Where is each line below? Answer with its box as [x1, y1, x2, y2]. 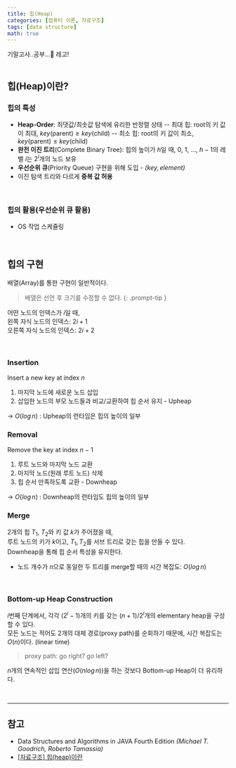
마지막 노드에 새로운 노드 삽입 [17, 388, 98, 396]
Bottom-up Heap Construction [7, 594, 113, 604]
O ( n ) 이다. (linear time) [7, 638, 70, 646]
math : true [7, 30, 39, 37]
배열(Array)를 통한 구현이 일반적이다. [7, 279, 109, 287]
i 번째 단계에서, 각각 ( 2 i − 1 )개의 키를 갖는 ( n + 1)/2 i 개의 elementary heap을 [7, 610, 212, 620]
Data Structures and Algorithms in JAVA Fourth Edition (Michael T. [17, 736, 209, 745]
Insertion [7, 357, 39, 367]
